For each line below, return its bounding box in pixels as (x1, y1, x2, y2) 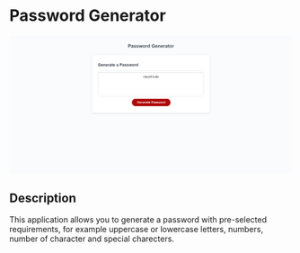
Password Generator (9, 5, 166, 26)
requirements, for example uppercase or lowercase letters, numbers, (9, 224, 263, 235)
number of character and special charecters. (9, 233, 175, 244)
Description (9, 190, 76, 205)
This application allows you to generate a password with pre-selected (9, 214, 268, 225)
